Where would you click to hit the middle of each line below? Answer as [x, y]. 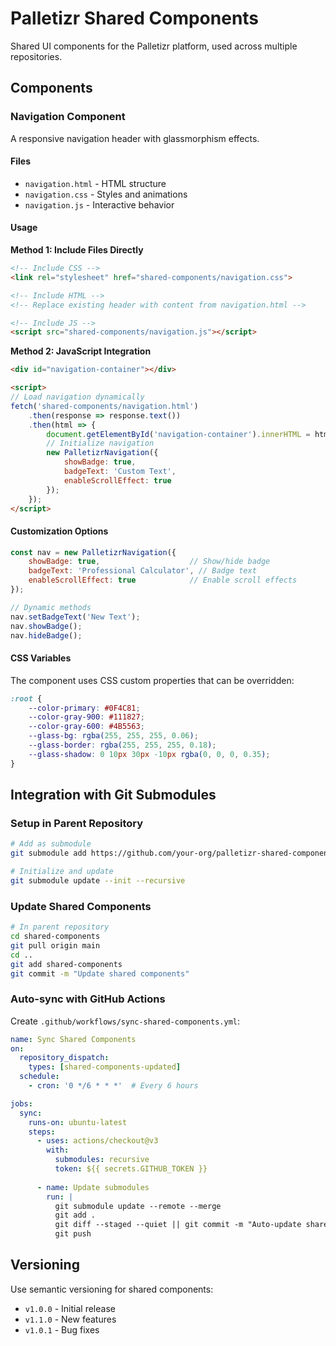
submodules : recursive [102, 1160]
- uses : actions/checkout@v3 [97, 1141]
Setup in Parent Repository [77, 823]
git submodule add [48, 853]
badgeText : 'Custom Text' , [120, 472]
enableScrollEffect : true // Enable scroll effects [163, 580]
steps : [42, 1132]
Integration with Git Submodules [113, 795]
